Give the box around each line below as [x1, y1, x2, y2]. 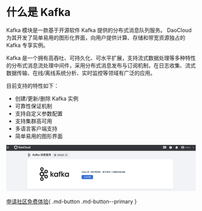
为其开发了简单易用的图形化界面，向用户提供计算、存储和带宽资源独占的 [6, 34, 185, 41]
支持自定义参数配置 [14, 109, 63, 117]
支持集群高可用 [14, 117, 52, 124]
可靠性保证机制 [14, 102, 52, 109]
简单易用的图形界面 [14, 132, 63, 139]
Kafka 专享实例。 [6, 41, 49, 49]
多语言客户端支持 [14, 124, 58, 132]
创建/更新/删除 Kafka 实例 [14, 94, 79, 102]
